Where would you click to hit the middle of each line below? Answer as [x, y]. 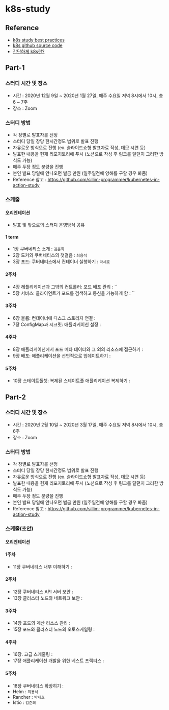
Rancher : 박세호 [29, 697]
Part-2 [16, 397]
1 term [12, 237]
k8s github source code [37, 45]
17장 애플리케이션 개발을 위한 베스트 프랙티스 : [58, 661]
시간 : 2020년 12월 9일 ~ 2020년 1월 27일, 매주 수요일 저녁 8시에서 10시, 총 [88, 96]
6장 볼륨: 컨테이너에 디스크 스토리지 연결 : [54, 318]
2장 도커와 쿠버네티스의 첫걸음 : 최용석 [50, 255]
